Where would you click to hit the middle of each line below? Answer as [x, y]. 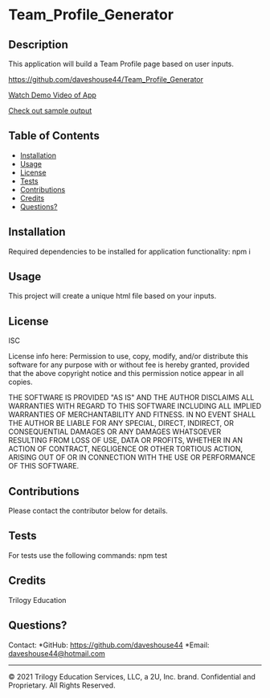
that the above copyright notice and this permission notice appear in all [126, 374]
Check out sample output [50, 111]
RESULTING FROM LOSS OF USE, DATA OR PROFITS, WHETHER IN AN [126, 440]
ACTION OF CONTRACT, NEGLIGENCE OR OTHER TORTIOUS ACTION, [126, 449]
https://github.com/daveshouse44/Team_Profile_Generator [106, 79]
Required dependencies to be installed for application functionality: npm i [129, 251]
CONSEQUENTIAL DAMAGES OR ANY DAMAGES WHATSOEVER [115, 432]
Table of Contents [54, 136]
